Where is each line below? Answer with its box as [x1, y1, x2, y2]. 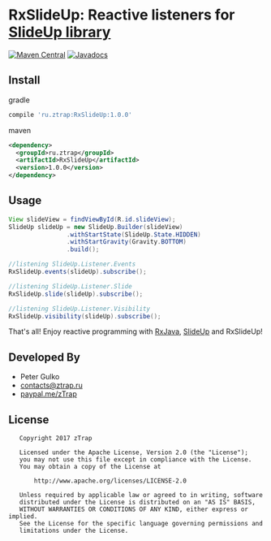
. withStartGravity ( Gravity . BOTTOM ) [66, 238, 187, 246]
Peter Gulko [19, 372, 60, 382]
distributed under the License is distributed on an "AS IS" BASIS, [19, 498, 256, 507]
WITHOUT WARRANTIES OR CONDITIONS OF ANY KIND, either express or [19, 505, 249, 513]
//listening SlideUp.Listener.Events [8, 260, 136, 269]
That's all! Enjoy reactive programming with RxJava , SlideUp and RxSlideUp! [8, 327, 264, 336]
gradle [8, 95, 30, 105]
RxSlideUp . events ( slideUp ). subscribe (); [8, 268, 148, 276]
